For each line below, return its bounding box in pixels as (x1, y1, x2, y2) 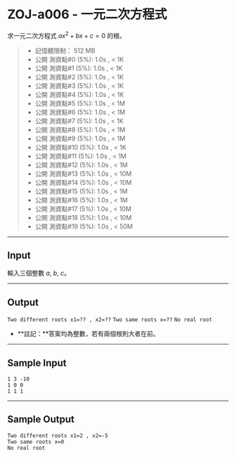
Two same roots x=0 (7, 438, 65, 445)
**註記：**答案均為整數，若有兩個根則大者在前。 (17, 330, 159, 338)
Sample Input (7, 356, 67, 369)
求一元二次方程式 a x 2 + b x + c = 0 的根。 (7, 30, 126, 39)
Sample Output (7, 413, 75, 425)
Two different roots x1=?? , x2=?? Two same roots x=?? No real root (7, 316, 213, 323)
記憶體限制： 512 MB (34, 46, 96, 55)
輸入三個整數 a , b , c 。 (7, 269, 71, 278)
